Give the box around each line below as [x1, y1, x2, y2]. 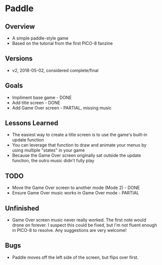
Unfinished [5, 204, 40, 212]
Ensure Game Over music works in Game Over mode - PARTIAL [12, 190, 139, 196]
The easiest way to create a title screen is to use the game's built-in [12, 132, 148, 138]
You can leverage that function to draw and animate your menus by [12, 142, 147, 148]
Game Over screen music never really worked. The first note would [12, 217, 146, 223]
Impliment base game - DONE [12, 95, 72, 100]
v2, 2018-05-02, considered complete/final [12, 67, 98, 73]
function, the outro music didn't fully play [12, 158, 95, 164]
